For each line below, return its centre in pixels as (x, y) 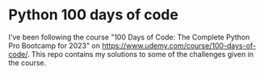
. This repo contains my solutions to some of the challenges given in (140, 54)
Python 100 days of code (94, 15)
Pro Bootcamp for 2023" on (54, 45)
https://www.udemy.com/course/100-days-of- (179, 45)
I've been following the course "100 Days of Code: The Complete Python (129, 37)
